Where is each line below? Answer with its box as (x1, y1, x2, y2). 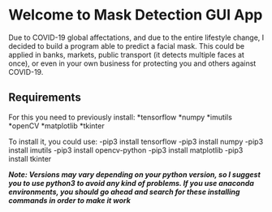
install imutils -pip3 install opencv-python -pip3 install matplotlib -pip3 (8, 145, 244, 155)
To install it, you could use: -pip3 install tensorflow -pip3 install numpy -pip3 (8, 136, 264, 146)
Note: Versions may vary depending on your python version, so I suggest (8, 169, 261, 180)
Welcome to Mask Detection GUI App (8, 6, 263, 24)
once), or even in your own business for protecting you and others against (8, 58, 257, 68)
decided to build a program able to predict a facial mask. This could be (8, 41, 245, 50)
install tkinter (8, 154, 52, 163)
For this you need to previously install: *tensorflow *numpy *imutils (8, 112, 233, 122)
